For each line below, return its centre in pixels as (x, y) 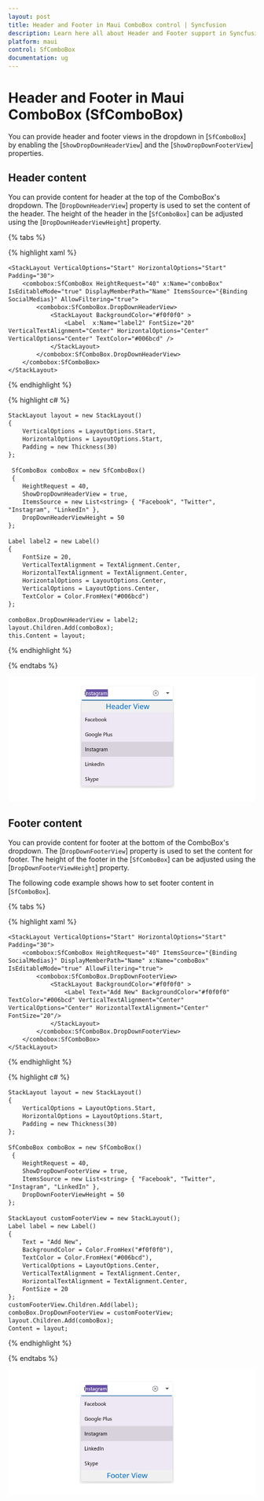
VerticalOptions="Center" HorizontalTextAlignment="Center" (109, 1008)
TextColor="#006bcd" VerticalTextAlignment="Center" (96, 1000)
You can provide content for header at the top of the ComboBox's (114, 197)
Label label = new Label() (52, 1226)
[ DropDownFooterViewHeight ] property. (69, 867)
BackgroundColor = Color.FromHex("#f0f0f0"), (98, 1250)
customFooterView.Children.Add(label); (73, 1305)
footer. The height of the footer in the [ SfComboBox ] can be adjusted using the (132, 859)
